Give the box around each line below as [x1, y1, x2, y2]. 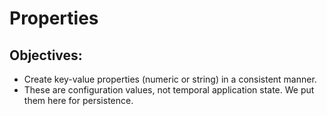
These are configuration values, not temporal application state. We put [23, 84, 315, 96]
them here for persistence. [23, 95, 134, 106]
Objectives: [9, 47, 83, 64]
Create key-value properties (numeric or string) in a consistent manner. [23, 73, 317, 85]
